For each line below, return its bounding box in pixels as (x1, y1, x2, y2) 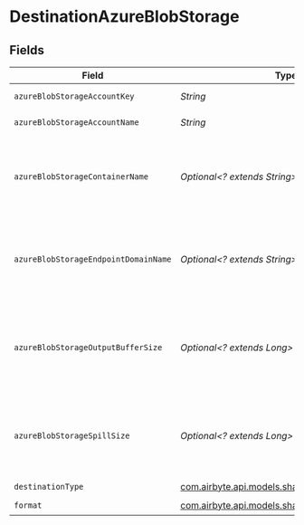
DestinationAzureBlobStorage (9, 6, 240, 27)
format (14, 500, 43, 511)
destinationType (14, 482, 84, 492)
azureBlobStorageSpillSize (14, 431, 130, 441)
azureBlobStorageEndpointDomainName (14, 254, 172, 264)
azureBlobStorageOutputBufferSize (14, 342, 163, 352)
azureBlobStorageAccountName (14, 118, 139, 128)
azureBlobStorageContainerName (14, 172, 149, 182)
